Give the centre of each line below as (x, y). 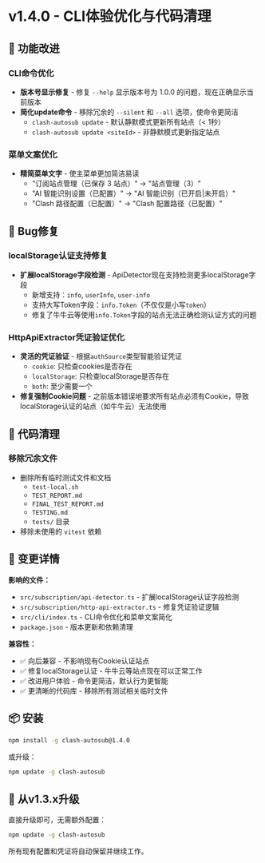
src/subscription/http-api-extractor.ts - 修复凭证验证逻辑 (119, 606)
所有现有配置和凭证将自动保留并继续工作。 (78, 851)
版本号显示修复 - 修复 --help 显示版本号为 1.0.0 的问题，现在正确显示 (133, 92)
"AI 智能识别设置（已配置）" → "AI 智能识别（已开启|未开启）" (134, 193)
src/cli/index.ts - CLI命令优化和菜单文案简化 (96, 617)
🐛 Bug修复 (34, 231)
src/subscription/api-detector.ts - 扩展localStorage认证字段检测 (129, 597)
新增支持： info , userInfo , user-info (91, 294)
